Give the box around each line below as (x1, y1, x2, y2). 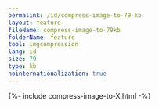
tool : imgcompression (8, 41, 79, 49)
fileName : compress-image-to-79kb (8, 26, 121, 34)
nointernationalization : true (8, 70, 107, 77)
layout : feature (8, 19, 61, 27)
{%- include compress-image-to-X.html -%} (8, 91, 151, 100)
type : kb (8, 63, 37, 70)
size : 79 (8, 56, 37, 63)
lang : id (8, 48, 37, 56)
